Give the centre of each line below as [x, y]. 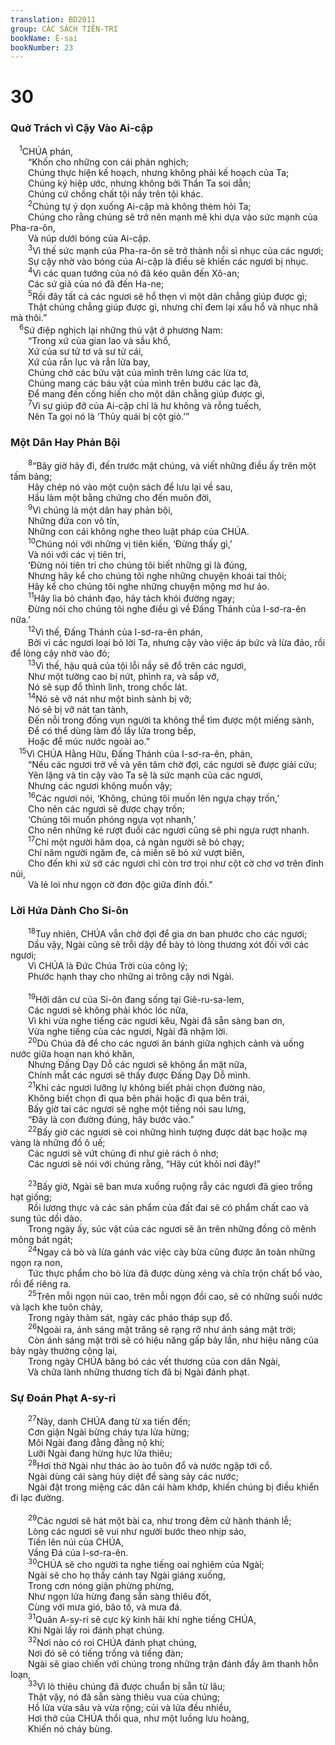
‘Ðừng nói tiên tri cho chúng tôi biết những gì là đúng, [138, 565]
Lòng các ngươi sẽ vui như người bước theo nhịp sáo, [137, 1531]
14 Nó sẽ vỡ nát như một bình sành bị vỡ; [110, 698]
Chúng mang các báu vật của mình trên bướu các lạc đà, [145, 383]
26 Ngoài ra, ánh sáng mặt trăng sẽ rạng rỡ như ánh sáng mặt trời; [162, 1329]
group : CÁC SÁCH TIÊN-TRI [64, 29]
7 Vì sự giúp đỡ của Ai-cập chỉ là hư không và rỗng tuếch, [145, 405]
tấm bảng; [31, 477]
